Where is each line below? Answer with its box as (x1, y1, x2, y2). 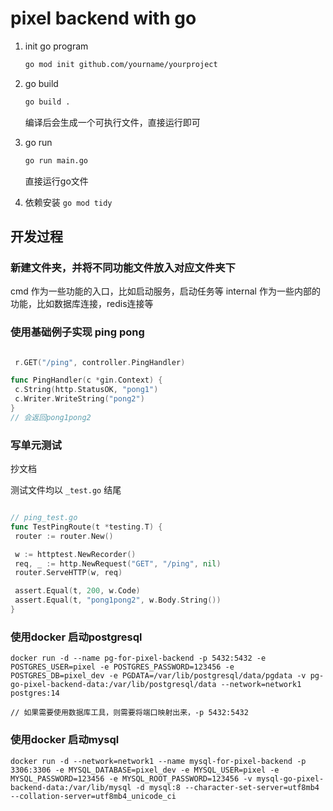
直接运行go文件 (24, 175, 89, 187)
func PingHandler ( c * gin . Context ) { (10, 375, 163, 386)
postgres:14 (10, 688, 60, 699)
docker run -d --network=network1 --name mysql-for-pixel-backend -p (10, 756, 307, 766)
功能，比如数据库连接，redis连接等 (10, 298, 154, 310)
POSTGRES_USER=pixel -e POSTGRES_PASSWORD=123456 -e (10, 662, 235, 672)
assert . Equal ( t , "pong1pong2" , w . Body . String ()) (14, 595, 222, 606)
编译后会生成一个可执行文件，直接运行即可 (24, 116, 201, 128)
